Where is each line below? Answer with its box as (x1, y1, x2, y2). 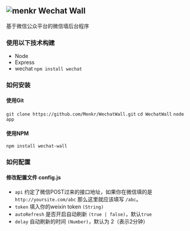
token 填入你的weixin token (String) (14, 203, 104, 210)
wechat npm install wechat (14, 65, 82, 72)
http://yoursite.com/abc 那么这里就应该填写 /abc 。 (14, 195, 141, 203)
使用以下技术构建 (6, 38, 55, 47)
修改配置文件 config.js (6, 174, 61, 181)
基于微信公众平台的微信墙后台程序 (6, 22, 89, 30)
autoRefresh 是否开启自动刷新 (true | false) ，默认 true (14, 210, 152, 217)
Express (14, 59, 35, 66)
